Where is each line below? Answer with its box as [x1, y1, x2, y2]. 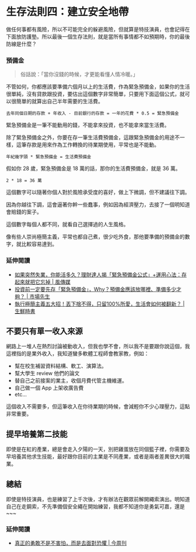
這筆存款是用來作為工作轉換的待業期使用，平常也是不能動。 [16, 141, 159, 148]
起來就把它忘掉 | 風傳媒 [14, 278, 71, 285]
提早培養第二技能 [6, 429, 68, 439]
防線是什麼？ [6, 40, 37, 47]
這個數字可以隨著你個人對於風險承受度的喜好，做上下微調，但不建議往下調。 [6, 189, 190, 196]
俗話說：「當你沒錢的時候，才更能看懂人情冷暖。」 [20, 71, 138, 78]
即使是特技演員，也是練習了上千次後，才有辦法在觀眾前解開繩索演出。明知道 [6, 495, 190, 502]
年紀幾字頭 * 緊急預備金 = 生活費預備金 [6, 154, 92, 160]
